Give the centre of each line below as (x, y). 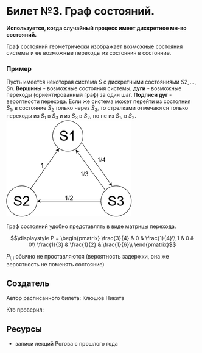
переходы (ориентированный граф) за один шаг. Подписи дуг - (89, 95)
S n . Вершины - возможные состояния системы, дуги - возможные (94, 88)
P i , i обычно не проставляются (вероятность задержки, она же (88, 257)
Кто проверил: (25, 310)
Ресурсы (24, 329)
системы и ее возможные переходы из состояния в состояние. (89, 52)
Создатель (28, 284)
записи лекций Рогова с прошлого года (67, 344)
